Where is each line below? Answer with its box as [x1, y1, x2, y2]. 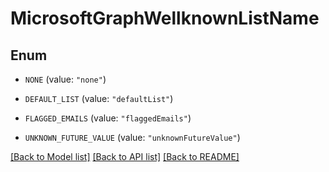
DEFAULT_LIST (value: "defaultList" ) [24, 93, 174, 104]
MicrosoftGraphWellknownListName [10, 7, 320, 30]
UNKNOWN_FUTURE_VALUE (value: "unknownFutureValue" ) [24, 132, 241, 143]
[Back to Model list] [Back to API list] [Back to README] [10, 151, 240, 162]
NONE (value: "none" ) [24, 73, 107, 85]
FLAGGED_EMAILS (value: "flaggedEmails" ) [24, 112, 192, 124]
